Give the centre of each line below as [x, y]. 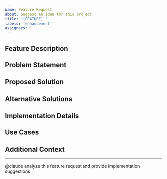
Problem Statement [36, 65]
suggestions [18, 171]
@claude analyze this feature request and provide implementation [73, 166]
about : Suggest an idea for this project [49, 14]
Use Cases [22, 133]
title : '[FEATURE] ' [27, 19]
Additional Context [35, 149]
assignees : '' [20, 28]
